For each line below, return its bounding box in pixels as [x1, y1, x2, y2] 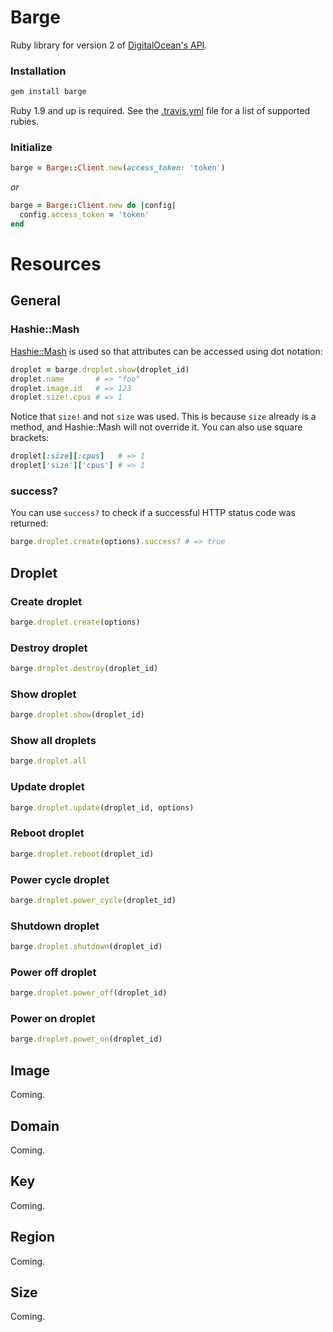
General [10, 292, 62, 310]
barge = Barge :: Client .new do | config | [10, 201, 177, 211]
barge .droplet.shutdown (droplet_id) [10, 942, 163, 952]
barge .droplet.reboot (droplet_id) [10, 849, 155, 859]
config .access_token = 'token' [19, 210, 150, 220]
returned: [10, 517, 49, 530]
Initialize [10, 141, 53, 155]
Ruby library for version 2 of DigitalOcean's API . [10, 39, 208, 51]
